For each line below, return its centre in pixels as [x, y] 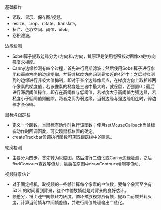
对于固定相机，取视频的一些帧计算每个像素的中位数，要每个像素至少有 [82, 184]
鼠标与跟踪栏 [18, 115]
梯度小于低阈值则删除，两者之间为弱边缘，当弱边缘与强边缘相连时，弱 [82, 98]
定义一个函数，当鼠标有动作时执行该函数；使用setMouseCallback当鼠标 [83, 125]
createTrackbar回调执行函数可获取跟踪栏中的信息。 [63, 137]
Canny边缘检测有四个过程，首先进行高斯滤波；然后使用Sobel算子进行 [81, 68]
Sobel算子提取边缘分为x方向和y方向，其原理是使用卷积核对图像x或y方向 [84, 56]
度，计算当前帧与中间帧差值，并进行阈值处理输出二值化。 [69, 202]
